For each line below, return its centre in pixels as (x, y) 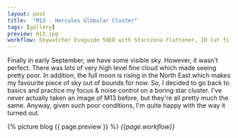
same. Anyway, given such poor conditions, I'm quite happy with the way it (116, 105)
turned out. (24, 113)
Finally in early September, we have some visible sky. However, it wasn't (113, 60)
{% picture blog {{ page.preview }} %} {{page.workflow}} (91, 127)
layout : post (27, 14)
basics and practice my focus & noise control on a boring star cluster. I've (115, 91)
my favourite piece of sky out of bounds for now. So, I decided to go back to (119, 83)
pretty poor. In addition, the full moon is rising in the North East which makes (119, 76)
